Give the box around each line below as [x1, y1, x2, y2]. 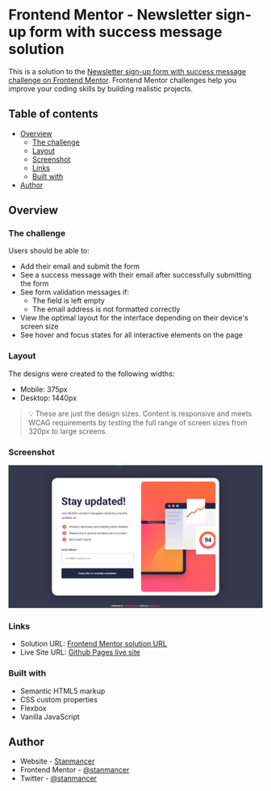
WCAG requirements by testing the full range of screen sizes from [27, 417, 248, 427]
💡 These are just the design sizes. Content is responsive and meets [27, 408, 252, 418]
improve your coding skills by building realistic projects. [8, 83, 194, 94]
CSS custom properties [19, 694, 98, 704]
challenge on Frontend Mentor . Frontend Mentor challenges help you [8, 75, 236, 85]
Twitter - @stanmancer [19, 773, 98, 784]
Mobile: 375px [19, 384, 68, 394]
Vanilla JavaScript [19, 712, 81, 722]
